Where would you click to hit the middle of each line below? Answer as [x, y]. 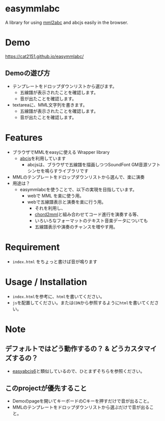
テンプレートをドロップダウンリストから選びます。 [65, 86]
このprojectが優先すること [46, 388]
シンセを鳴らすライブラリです [58, 171]
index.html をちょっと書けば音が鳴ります [55, 261]
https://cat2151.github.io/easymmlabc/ [44, 56]
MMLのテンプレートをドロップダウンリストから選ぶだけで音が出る [81, 407]
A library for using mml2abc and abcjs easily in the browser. [67, 22]
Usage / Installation [46, 282]
